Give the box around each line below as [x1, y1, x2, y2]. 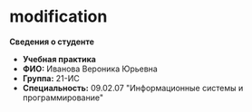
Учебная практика [22, 53, 97, 64]
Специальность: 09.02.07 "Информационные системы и [22, 82, 244, 93]
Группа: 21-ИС [22, 72, 80, 83]
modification [9, 6, 108, 27]
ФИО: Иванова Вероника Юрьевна [22, 63, 159, 74]
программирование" [22, 92, 104, 103]
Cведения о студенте [9, 36, 95, 47]
